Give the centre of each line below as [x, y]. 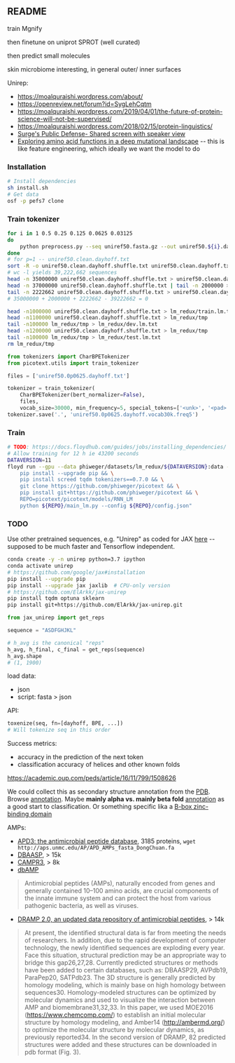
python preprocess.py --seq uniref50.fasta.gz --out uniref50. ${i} [120, 246]
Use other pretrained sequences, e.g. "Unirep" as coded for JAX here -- [111, 539]
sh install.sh [28, 188]
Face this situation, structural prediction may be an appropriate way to [125, 955]
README [27, 12]
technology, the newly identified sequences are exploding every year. [124, 948]
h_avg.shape [24, 656]
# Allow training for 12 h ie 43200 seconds [73, 453]
